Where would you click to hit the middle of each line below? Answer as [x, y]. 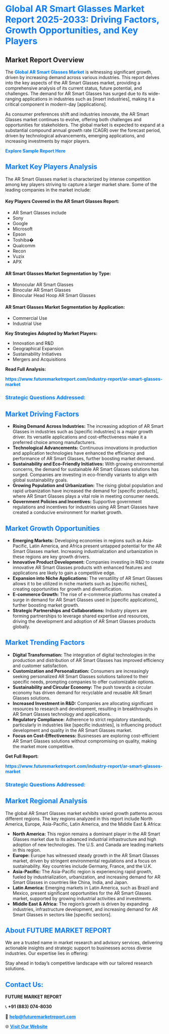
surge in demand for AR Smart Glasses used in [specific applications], [85, 600]
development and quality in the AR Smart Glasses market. [72, 730]
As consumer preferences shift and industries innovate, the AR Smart [77, 114]
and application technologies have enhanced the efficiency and [78, 453]
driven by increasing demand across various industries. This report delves [82, 77]
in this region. [27, 850]
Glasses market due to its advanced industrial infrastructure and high [84, 839]
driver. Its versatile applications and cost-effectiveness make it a [79, 437]
